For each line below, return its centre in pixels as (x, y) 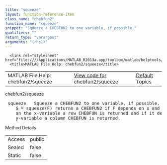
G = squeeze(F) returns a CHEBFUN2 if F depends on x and (88, 108)
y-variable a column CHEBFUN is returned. (68, 118)
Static (14, 155)
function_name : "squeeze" (32, 24)
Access (16, 139)
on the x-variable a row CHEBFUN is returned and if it (85, 113)
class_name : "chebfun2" (30, 19)
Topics (144, 81)
